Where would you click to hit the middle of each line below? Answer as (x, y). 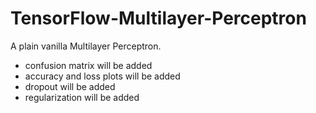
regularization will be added (82, 97)
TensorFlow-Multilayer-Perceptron (158, 18)
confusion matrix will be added (88, 65)
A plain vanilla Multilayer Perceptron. (86, 46)
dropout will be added (70, 86)
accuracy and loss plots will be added (102, 76)
